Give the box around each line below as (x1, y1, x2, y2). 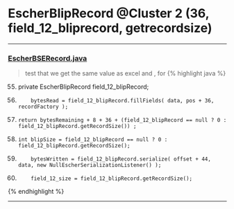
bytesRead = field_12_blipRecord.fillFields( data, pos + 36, (31, 98, 215, 104)
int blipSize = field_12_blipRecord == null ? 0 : (17, 136, 168, 143)
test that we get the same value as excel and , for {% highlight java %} (24, 69, 226, 78)
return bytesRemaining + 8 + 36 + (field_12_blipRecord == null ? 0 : (17, 117, 227, 124)
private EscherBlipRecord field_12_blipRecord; (17, 82, 149, 91)
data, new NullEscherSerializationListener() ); (17, 162, 162, 169)
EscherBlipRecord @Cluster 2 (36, (8, 6, 210, 21)
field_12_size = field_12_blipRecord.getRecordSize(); (31, 175, 193, 182)
